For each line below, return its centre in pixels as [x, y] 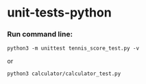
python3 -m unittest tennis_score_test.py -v [73, 49]
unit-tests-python [59, 13]
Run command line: [40, 34]
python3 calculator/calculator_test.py [64, 74]
